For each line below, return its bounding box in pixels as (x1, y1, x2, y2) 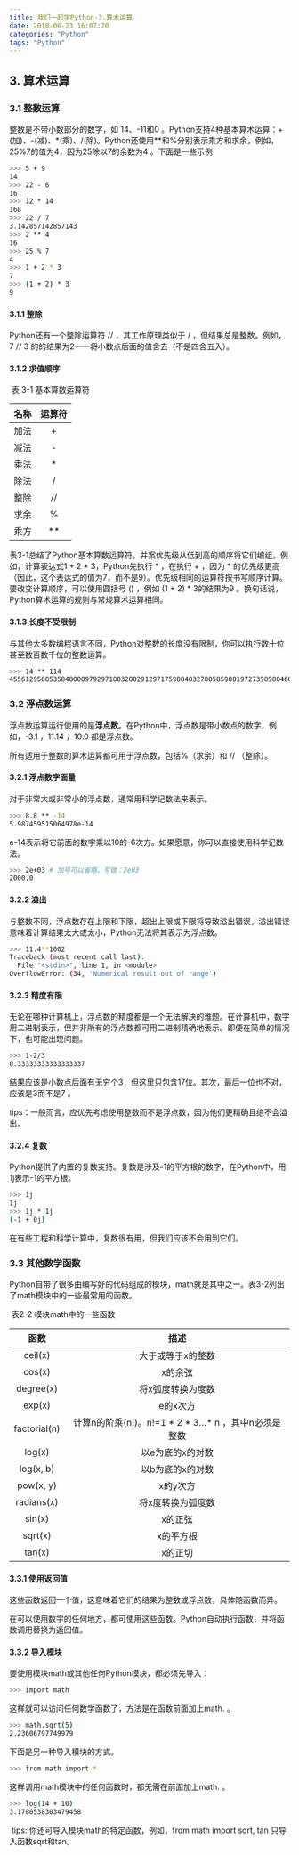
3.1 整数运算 (9, 102, 61, 114)
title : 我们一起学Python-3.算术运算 (9, 12, 133, 22)
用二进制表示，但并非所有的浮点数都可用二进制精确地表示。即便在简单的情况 (9, 1022, 290, 1033)
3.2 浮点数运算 (9, 698, 72, 711)
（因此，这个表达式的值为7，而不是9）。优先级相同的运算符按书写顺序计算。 (9, 572, 287, 583)
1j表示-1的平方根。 (9, 1173, 77, 1184)
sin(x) (25, 1512, 50, 1525)
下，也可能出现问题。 (9, 1034, 87, 1045)
